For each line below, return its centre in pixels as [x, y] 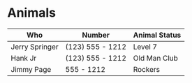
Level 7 [145, 47]
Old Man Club [155, 58]
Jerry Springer [35, 47]
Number [96, 35]
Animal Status [157, 35]
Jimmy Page [31, 69]
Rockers [147, 69]
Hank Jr [24, 58]
